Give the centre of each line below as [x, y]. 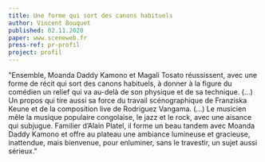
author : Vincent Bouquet [49, 23]
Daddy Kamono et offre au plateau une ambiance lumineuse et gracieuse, [129, 134]
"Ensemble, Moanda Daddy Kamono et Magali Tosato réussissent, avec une [133, 75]
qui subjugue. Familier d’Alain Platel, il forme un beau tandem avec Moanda [132, 125]
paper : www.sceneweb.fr [48, 38]
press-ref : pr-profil [44, 45]
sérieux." [23, 151]
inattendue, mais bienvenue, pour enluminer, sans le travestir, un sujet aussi [133, 143]
